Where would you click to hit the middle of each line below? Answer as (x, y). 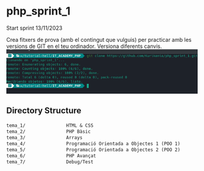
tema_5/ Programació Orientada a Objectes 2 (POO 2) (93, 150)
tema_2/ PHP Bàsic (49, 132)
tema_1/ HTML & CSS (50, 126)
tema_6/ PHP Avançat (51, 156)
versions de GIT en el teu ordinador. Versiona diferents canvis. (84, 46)
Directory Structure (44, 111)
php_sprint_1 (39, 11)
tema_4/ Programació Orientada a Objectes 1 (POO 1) (93, 144)
